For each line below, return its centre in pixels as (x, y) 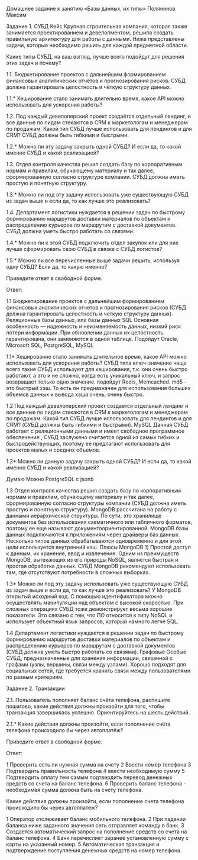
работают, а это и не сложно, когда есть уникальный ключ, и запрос (93, 376)
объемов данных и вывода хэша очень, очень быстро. (75, 394)
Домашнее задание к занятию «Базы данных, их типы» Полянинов (91, 9)
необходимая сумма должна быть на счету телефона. (74, 790)
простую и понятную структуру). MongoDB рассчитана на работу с (92, 509)
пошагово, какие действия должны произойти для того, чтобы (85, 706)
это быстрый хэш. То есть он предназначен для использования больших (98, 388)
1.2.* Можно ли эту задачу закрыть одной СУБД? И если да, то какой (94, 146)
